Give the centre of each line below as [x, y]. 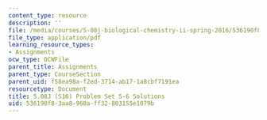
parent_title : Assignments [53, 67]
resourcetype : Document [48, 89]
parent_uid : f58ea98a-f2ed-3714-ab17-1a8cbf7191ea [94, 81]
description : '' [35, 23]
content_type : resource [48, 15]
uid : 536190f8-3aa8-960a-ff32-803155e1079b [81, 103]
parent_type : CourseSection [55, 74]
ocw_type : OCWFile [39, 60]
